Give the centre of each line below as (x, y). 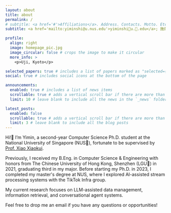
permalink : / (19, 19)
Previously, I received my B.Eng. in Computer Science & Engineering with (82, 158)
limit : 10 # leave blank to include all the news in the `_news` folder (89, 99)
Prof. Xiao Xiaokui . (25, 148)
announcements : (21, 85)
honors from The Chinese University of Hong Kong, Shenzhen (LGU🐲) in (81, 163)
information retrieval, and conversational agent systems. (64, 195)
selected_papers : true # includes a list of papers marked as (73, 71)
